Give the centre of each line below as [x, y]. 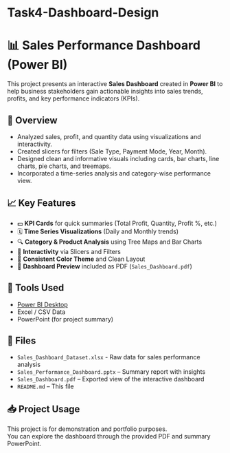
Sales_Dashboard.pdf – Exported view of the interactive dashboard [111, 379]
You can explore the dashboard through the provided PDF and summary [109, 436]
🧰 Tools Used [36, 288]
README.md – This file [45, 386]
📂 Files [22, 340]
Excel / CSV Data [41, 312]
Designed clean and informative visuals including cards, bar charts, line [118, 158]
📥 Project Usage [44, 409]
